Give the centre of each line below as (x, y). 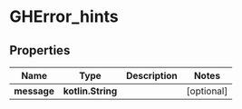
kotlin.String (90, 91)
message (34, 91)
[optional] (207, 91)
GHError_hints (64, 17)
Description (152, 76)
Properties (40, 50)
